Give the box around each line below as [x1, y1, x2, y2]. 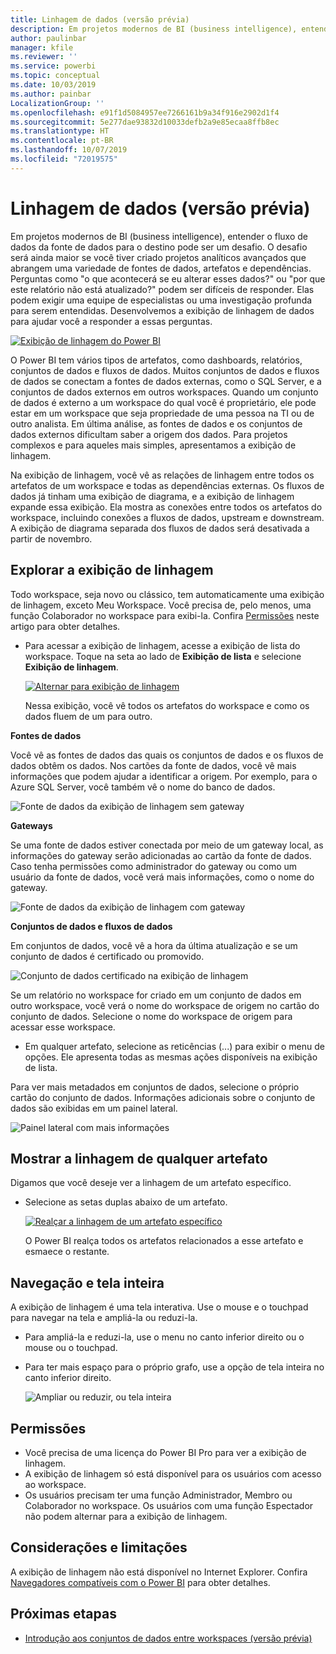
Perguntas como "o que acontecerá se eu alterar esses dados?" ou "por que [10, 272, 326, 285]
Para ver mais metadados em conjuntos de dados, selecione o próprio [10, 1081, 300, 1093]
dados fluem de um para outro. [24, 710, 153, 722]
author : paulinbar [10, 33, 87, 43]
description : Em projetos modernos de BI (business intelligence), [10, 24, 298, 34]
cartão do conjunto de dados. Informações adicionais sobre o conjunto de [10, 1091, 316, 1103]
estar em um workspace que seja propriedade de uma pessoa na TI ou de [10, 407, 315, 419]
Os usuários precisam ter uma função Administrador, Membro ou [24, 1489, 293, 1501]
